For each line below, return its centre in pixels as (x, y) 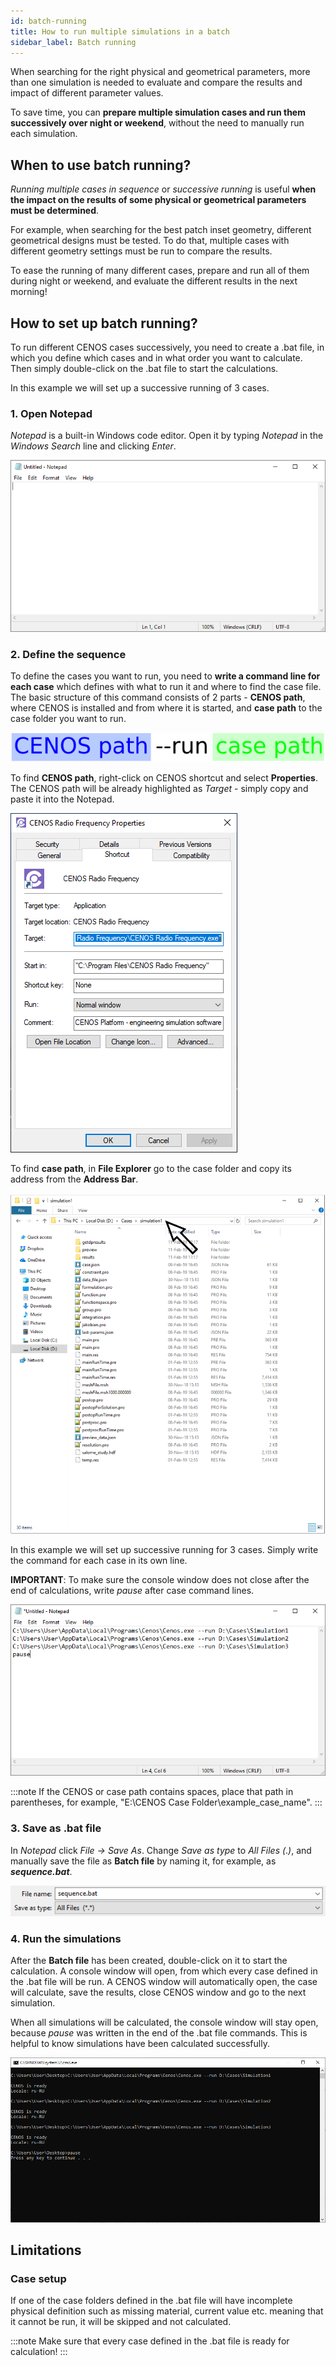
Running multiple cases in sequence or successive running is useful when (163, 189)
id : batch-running (48, 21)
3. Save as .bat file (56, 1828)
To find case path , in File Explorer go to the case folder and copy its (151, 1168)
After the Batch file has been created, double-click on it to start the (149, 1961)
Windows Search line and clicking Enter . (93, 446)
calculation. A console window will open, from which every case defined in (164, 1971)
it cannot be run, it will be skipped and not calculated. (121, 2322)
